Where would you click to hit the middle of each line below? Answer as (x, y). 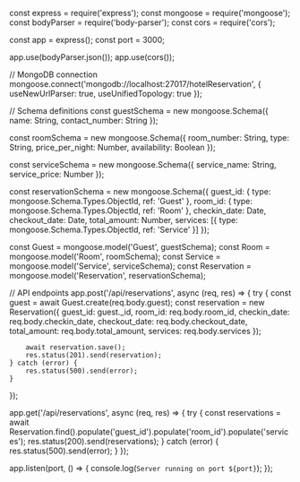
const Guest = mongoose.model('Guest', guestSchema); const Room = (140, 247)
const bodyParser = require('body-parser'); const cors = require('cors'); (142, 22)
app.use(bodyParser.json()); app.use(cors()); (92, 57)
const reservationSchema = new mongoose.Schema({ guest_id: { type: (140, 191)
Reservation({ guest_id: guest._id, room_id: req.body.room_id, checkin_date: (150, 312)
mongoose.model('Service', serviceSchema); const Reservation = (131, 266)
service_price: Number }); (57, 174)
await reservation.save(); (76, 348)
